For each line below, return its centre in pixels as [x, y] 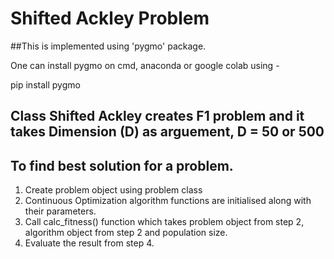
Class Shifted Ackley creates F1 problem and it [157, 116]
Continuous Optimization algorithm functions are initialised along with [168, 201]
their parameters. [60, 211]
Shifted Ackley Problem [110, 18]
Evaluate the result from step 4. [89, 243]
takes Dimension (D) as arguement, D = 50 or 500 [167, 132]
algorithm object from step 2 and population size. [126, 233]
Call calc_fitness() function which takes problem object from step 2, [164, 222]
